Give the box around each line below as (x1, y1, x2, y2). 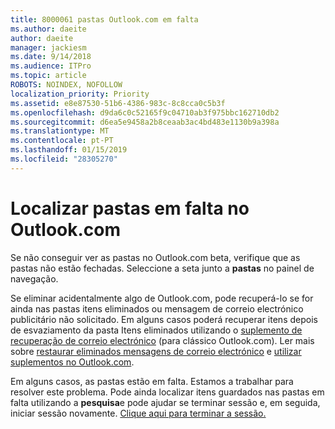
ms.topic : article (10, 71, 87, 81)
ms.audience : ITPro (10, 61, 92, 71)
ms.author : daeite (10, 24, 87, 34)
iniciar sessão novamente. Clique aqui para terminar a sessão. (10, 407, 267, 419)
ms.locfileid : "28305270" (10, 154, 118, 164)
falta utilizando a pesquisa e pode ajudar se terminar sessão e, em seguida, (10, 396, 321, 408)
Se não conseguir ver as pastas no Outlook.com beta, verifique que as (10, 251, 301, 263)
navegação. (10, 272, 59, 285)
